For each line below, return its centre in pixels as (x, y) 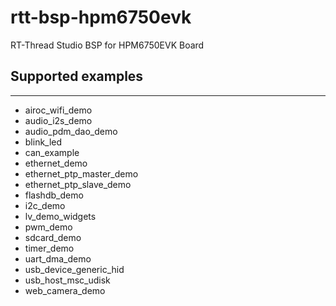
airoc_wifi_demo (58, 110)
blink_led (43, 142)
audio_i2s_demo (58, 120)
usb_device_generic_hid (74, 269)
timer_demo (49, 248)
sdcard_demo (53, 237)
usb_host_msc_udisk (67, 280)
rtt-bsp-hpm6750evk (101, 17)
